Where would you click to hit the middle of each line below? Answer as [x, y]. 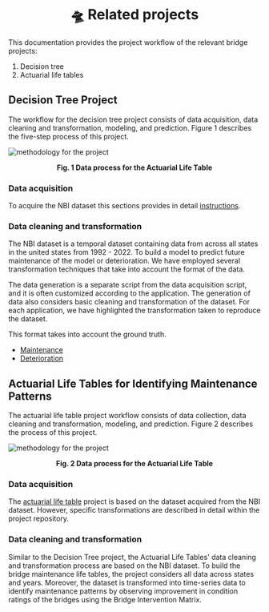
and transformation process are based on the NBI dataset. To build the [124, 566]
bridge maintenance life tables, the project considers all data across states [131, 574]
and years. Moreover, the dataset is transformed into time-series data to [127, 582]
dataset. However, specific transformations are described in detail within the [134, 510]
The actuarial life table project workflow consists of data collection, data [127, 416]
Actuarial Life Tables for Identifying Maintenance [133, 383]
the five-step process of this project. [69, 136]
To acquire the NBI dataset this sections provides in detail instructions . [124, 206]
